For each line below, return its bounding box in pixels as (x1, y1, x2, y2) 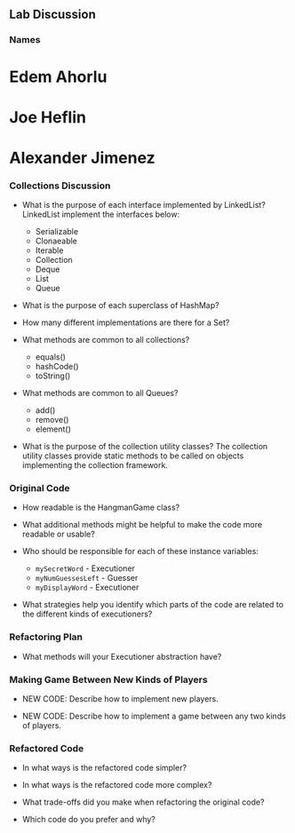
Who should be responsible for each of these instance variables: (21, 546, 259, 557)
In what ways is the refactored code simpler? (21, 763, 187, 773)
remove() (35, 415, 69, 425)
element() (35, 424, 71, 434)
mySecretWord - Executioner (35, 563, 136, 574)
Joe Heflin (9, 107, 87, 127)
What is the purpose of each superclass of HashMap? (21, 300, 219, 311)
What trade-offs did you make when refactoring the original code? (21, 797, 265, 807)
